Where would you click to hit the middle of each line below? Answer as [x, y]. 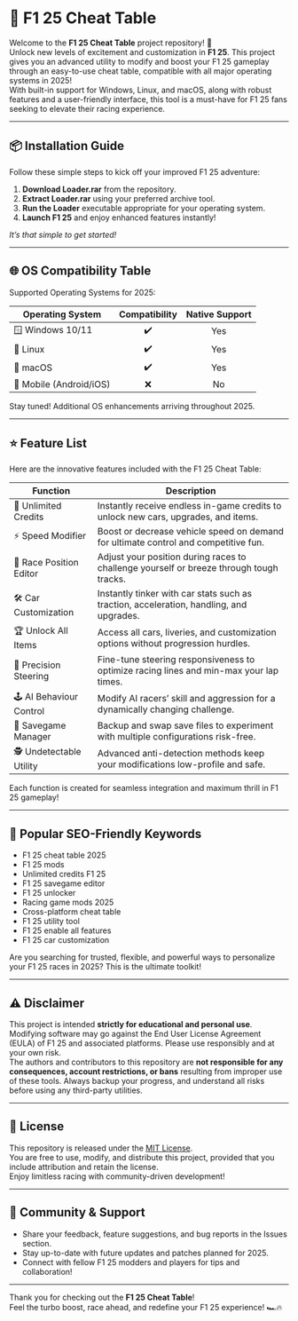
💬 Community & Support [78, 1212]
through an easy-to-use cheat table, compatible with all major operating [141, 71]
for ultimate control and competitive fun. [180, 542]
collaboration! [47, 1271]
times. [110, 682]
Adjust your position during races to [172, 557]
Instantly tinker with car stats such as [175, 594]
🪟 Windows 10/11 [53, 329]
